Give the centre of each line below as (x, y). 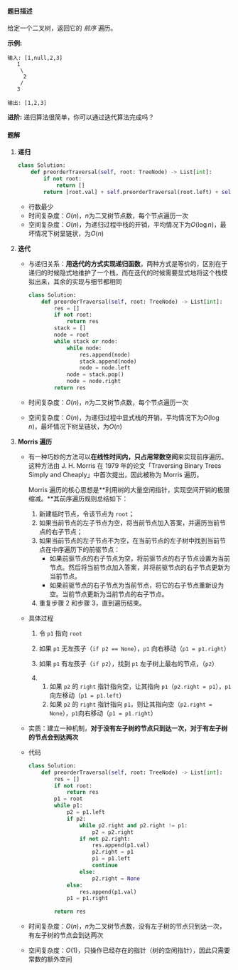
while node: (84, 348)
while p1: (68, 806)
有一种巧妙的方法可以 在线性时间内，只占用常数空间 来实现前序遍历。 (128, 456)
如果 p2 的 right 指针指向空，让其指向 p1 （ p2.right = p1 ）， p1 (140, 686)
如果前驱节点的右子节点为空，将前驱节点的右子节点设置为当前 (140, 558)
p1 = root (68, 799)
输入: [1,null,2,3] (35, 58)
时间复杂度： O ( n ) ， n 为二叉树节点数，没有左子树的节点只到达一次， (127, 926)
